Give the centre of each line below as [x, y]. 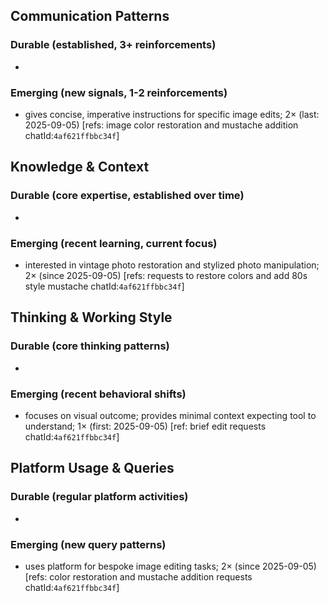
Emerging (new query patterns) [88, 544]
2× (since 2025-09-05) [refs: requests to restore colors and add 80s [166, 275]
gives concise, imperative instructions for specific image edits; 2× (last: [172, 114]
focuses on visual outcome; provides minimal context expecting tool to [170, 415]
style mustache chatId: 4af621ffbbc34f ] [104, 286]
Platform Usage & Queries [92, 468]
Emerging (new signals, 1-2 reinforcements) [119, 92]
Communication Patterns [90, 16]
